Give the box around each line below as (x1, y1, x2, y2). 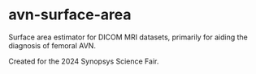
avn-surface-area (8, 6, 132, 24)
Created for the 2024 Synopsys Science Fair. (8, 56, 159, 66)
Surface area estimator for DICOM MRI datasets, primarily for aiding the (8, 32, 248, 42)
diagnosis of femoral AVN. (8, 40, 96, 50)
